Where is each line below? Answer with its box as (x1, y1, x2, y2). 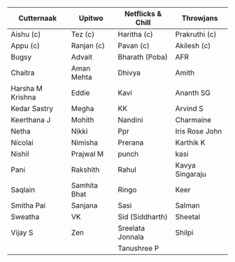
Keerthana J (10, 115, 51, 124)
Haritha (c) (117, 29, 154, 39)
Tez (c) (71, 29, 95, 39)
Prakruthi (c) (175, 29, 217, 39)
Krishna (10, 92, 36, 102)
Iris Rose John (175, 126, 222, 136)
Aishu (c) (10, 29, 41, 39)
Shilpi (175, 228, 194, 237)
